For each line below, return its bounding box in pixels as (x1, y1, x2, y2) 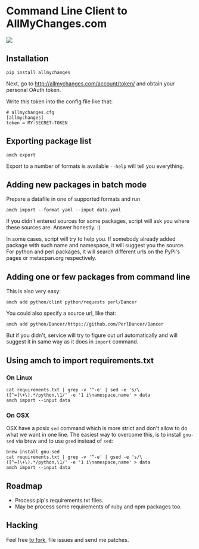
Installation (6, 54, 49, 64)
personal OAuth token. (6, 86, 61, 93)
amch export (6, 152, 36, 158)
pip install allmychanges (6, 69, 70, 75)
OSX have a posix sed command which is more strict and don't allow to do (6, 425, 188, 432)
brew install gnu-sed (6, 449, 60, 455)
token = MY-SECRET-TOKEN (6, 119, 68, 126)
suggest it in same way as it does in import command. (6, 338, 139, 345)
